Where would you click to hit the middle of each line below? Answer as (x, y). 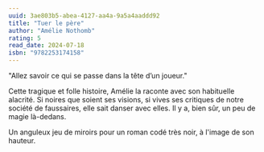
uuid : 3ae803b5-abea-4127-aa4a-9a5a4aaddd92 (84, 16)
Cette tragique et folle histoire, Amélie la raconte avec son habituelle (122, 91)
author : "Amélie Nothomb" (52, 30)
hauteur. (22, 140)
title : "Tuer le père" (46, 23)
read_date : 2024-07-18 (46, 46)
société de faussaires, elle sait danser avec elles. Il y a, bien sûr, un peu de (132, 108)
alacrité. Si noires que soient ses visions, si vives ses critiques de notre (126, 100)
